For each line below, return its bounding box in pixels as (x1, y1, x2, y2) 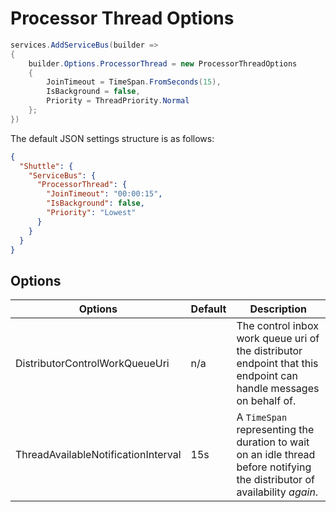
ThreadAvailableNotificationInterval (15, 448, 182, 462)
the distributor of (236, 473, 315, 487)
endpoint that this (236, 357, 319, 371)
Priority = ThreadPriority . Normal (46, 96, 190, 106)
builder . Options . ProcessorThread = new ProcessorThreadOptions (28, 58, 298, 69)
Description (249, 302, 307, 316)
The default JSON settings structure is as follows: (10, 132, 215, 144)
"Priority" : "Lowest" (46, 208, 137, 218)
